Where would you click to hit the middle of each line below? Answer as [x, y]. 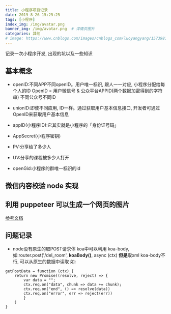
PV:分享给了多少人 [32, 147]
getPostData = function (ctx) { [39, 271]
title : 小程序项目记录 [27, 10]
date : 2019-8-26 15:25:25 [33, 15]
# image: [15, 39]
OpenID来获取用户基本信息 [41, 114]
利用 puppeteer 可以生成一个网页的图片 [67, 205]
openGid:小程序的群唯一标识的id [46, 168]
